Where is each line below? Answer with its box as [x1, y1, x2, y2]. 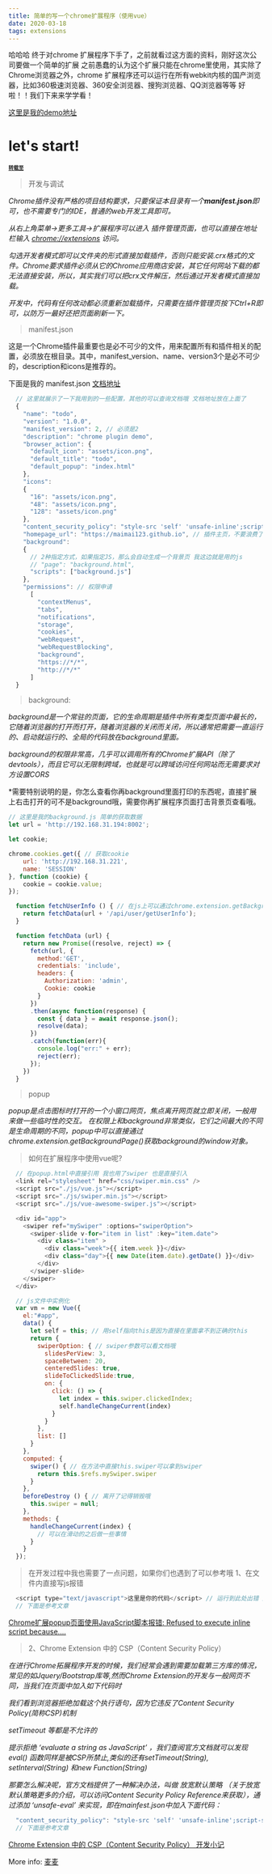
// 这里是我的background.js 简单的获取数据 [8, 813, 143, 821]
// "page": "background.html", [29, 560, 136, 569]
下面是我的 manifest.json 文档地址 [8, 379, 121, 388]
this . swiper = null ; [29, 1500, 99, 1508]
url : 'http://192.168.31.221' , [23, 857, 128, 866]
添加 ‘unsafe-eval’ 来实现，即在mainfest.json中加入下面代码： [15, 1800, 222, 1809]
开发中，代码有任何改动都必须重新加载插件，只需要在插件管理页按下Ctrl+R [8, 299, 256, 308]
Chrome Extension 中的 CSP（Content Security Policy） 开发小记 [8, 1839, 224, 1849]
